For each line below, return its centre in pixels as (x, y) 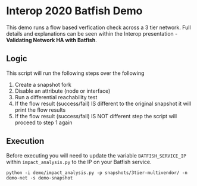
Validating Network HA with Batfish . (51, 40)
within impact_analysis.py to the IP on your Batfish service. (79, 162)
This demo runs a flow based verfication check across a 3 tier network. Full (99, 27)
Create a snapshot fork (43, 84)
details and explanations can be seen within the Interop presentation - (92, 33)
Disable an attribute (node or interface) (62, 91)
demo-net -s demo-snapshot (40, 178)
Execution (25, 141)
